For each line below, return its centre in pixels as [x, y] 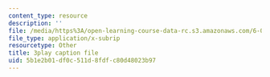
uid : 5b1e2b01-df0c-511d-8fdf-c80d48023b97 [82, 61]
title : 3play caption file [53, 53]
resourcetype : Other [43, 46]
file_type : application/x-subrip [64, 38]
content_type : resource [48, 16]
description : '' [35, 23]
